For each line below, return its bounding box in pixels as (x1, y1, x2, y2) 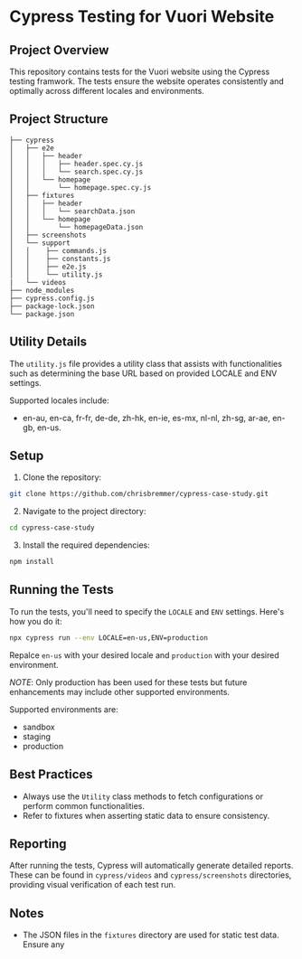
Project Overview (9, 42, 109, 58)
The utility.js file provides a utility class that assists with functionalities (9, 358, 283, 369)
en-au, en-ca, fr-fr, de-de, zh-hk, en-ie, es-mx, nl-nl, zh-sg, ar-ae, (22, 412, 271, 423)
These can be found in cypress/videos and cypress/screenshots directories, (9, 870, 292, 880)
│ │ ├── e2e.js (9, 262, 88, 271)
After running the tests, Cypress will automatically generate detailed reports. (9, 860, 294, 871)
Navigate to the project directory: (22, 506, 146, 517)
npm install (9, 558, 54, 567)
